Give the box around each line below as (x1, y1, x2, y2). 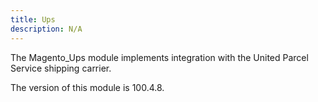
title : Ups (10, 14, 56, 25)
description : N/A (10, 24, 83, 34)
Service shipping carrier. (10, 62, 112, 74)
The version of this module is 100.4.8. (10, 81, 165, 93)
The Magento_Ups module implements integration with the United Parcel (10, 51, 309, 63)
